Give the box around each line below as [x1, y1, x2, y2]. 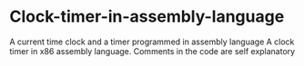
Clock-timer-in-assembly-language [9, 6, 285, 27]
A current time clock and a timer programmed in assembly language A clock [9, 36, 295, 47]
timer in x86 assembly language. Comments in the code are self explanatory [9, 45, 296, 56]
